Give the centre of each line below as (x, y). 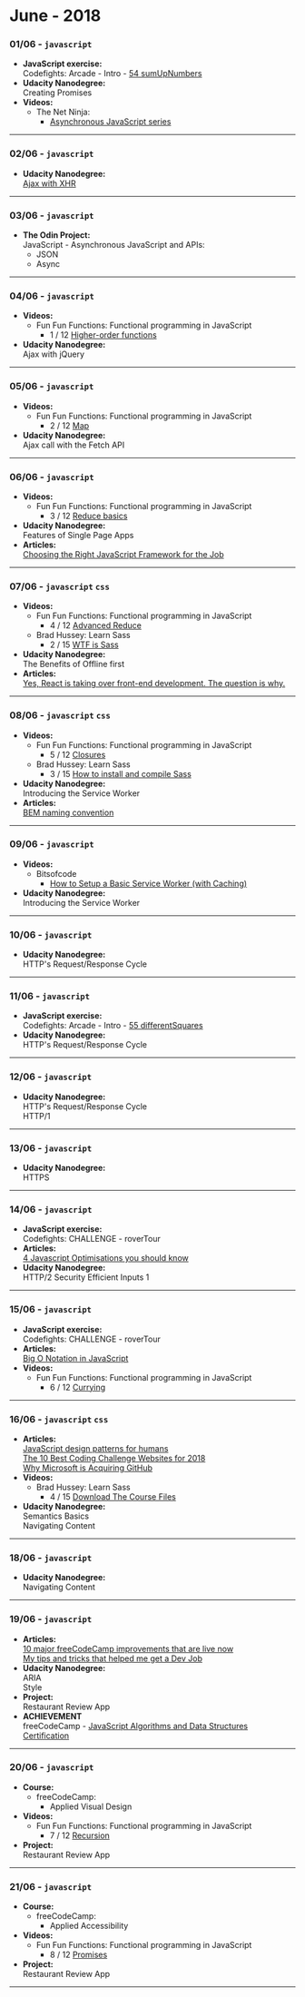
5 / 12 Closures (78, 754)
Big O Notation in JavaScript (75, 1358)
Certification (46, 1736)
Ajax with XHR (49, 183)
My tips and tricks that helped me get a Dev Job (112, 1658)
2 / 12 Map (69, 425)
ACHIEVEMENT (52, 1716)
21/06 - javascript (51, 1886)
